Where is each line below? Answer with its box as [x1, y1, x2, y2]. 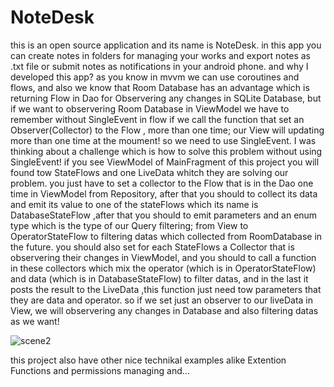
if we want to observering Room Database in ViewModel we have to [10, 102, 290, 115]
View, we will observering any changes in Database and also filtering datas [10, 304, 319, 316]
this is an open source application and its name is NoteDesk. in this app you [10, 39, 322, 51]
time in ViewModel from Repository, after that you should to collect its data [10, 187, 318, 200]
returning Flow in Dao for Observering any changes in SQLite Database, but [10, 92, 322, 104]
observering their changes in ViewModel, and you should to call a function [10, 251, 317, 263]
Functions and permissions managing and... [10, 364, 190, 376]
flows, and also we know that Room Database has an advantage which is [10, 81, 310, 93]
